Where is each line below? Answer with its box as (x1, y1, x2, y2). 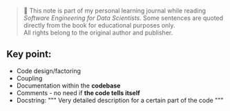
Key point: (6, 48, 52, 60)
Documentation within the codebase (16, 81, 121, 90)
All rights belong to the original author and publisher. (23, 28, 173, 37)
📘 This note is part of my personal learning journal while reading (23, 7, 207, 14)
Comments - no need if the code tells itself (16, 88, 141, 97)
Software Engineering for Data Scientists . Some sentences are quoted (23, 14, 224, 22)
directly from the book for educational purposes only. (23, 21, 175, 29)
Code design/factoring (16, 66, 81, 75)
